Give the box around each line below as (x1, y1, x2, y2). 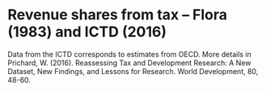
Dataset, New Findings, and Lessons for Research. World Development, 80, (7, 66, 259, 76)
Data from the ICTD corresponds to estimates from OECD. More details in (7, 49, 252, 59)
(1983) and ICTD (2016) (7, 23, 167, 41)
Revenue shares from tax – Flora (7, 6, 228, 24)
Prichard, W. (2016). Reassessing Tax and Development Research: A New (7, 58, 251, 68)
